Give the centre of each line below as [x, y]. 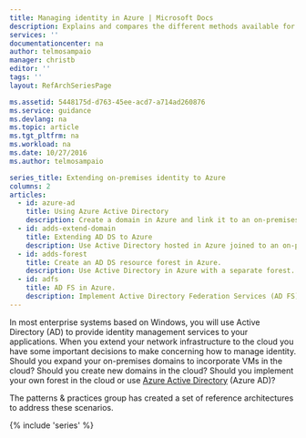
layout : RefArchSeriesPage [61, 86]
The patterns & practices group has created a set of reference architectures [152, 398]
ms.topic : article [44, 127]
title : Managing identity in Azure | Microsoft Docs [112, 18]
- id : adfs [38, 280]
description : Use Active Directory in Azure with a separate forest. [161, 271]
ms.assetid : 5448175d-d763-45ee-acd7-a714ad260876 [107, 102]
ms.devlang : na [38, 119]
